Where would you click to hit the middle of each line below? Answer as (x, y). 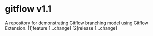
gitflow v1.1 (28, 9)
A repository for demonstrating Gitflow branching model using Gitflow (77, 23)
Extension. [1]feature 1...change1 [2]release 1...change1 (61, 28)
